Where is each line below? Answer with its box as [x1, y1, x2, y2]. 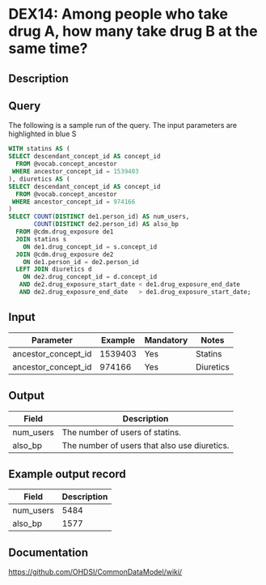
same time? [8, 40, 88, 58]
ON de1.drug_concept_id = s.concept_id [23, 242, 158, 251]
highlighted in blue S [8, 129, 77, 139]
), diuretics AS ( [8, 175, 70, 183]
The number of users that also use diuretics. [61, 439, 230, 450]
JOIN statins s [15, 235, 67, 243]
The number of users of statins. [61, 426, 182, 438]
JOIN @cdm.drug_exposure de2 [15, 250, 114, 258]
